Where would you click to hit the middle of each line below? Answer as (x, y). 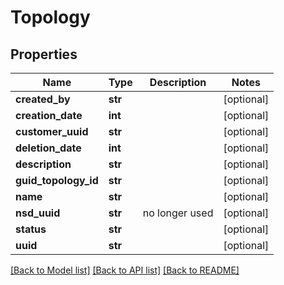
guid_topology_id (57, 180)
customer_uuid (52, 131)
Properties (44, 54)
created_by (43, 99)
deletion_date (48, 148)
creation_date (49, 115)
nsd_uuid (38, 213)
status (31, 229)
